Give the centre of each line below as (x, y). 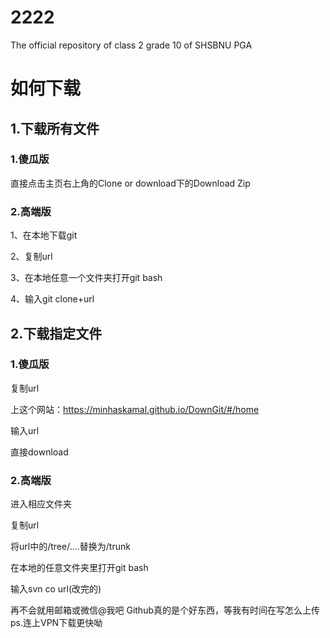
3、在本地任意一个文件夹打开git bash (86, 278)
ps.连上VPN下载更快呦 (56, 623)
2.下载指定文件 (56, 333)
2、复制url (31, 257)
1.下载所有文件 (55, 128)
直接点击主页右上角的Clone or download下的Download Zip (130, 183)
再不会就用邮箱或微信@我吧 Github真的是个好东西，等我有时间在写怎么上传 (165, 610)
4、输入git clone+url (52, 299)
